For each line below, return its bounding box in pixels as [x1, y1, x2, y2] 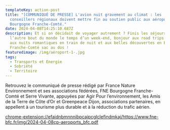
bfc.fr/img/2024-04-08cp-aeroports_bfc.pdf [5, 119, 99, 125]
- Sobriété [10, 64, 33, 69]
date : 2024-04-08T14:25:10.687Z [5, 26, 73, 31]
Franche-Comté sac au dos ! [10, 45, 69, 50]
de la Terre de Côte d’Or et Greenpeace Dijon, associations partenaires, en [5, 99, 161, 104]
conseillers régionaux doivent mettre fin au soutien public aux [10, 17, 151, 22]
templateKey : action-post [5, 7, 60, 13]
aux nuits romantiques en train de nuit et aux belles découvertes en [10, 40, 162, 46]
